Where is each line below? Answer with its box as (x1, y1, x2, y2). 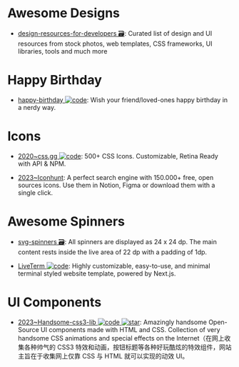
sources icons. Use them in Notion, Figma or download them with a (17, 181, 215, 189)
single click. (17, 188, 54, 197)
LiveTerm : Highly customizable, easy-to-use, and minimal (17, 261, 210, 270)
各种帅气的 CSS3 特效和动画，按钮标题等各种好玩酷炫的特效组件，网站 (24, 343, 232, 351)
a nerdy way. (17, 103, 56, 111)
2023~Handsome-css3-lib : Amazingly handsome (17, 318, 207, 326)
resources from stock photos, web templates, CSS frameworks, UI (17, 39, 213, 48)
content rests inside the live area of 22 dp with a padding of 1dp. (17, 248, 208, 256)
